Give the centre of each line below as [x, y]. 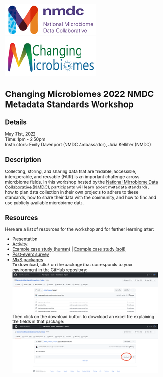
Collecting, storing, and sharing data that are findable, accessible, [71, 171]
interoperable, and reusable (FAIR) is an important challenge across [72, 176]
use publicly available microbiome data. [45, 202]
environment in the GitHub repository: [50, 270]
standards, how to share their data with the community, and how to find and [81, 197]
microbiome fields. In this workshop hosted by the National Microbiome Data [81, 182]
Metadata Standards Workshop [70, 104]
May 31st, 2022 [20, 134]
